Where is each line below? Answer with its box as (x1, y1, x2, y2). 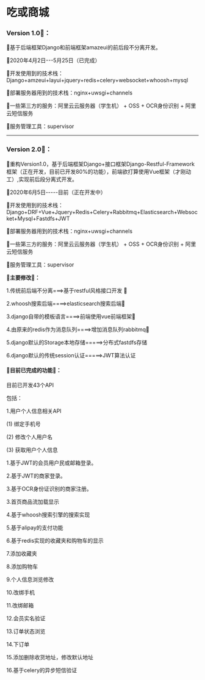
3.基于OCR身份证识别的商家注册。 (6, 485, 93, 492)
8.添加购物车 (6, 562, 38, 570)
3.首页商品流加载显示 (6, 498, 60, 505)
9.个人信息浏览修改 (6, 576, 54, 583)
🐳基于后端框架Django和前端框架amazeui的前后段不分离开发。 (6, 44, 162, 51)
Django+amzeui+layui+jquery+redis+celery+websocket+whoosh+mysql (6, 77, 189, 84)
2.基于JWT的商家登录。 (6, 472, 66, 479)
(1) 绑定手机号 (6, 420, 41, 428)
